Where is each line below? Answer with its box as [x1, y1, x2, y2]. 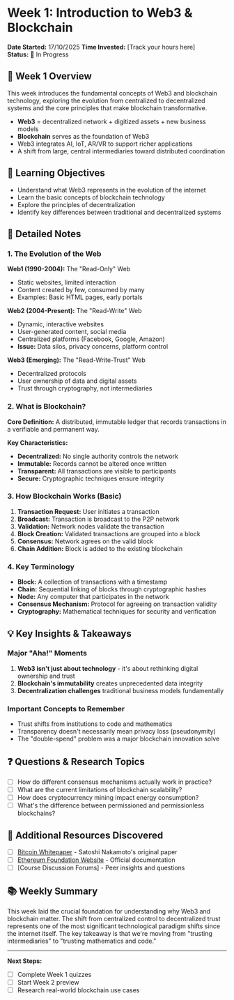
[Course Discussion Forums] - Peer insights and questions [17, 863, 185, 872]
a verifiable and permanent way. [7, 425, 100, 433]
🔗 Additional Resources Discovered [7, 829, 164, 841]
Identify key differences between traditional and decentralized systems [17, 208, 221, 216]
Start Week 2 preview [17, 978, 79, 987]
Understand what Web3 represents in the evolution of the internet [17, 185, 207, 194]
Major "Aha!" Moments [7, 649, 87, 658]
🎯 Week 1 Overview [7, 70, 92, 82]
